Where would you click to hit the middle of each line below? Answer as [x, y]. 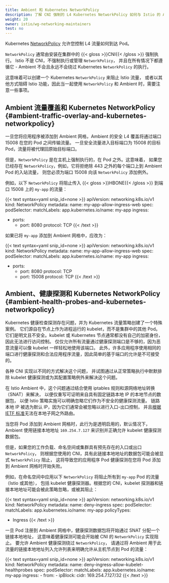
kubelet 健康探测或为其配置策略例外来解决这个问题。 [65, 377]
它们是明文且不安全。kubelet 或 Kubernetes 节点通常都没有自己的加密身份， [84, 335]
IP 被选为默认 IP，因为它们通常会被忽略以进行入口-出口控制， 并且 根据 [88, 407]
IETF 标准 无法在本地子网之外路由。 [41, 413]
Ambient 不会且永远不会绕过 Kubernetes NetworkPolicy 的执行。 [85, 67]
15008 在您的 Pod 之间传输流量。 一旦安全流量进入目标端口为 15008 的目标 [83, 142]
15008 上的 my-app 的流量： [39, 189]
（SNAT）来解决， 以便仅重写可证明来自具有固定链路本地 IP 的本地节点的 [81, 394]
